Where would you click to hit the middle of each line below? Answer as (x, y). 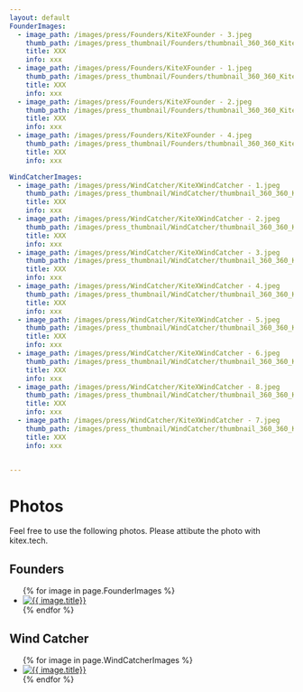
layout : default (40, 18)
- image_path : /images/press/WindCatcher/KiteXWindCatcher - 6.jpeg (149, 353)
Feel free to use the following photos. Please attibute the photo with (135, 531)
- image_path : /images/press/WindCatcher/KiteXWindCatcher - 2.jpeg (149, 219)
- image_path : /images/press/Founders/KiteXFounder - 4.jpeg (135, 136)
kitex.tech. (28, 541)
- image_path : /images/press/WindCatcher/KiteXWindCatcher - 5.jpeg (149, 320)
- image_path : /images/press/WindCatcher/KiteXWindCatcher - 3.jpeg (149, 252)
